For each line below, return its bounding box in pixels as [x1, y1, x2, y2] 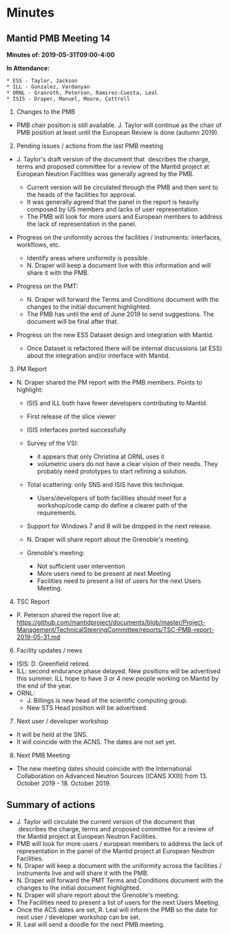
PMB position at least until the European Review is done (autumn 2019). [16, 128, 220, 136]
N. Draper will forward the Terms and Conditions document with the [26, 296, 220, 303]
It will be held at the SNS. [16, 731, 88, 738]
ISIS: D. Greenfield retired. [16, 659, 91, 668]
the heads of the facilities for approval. [26, 191, 137, 198]
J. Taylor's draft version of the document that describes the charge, [16, 155, 211, 163]
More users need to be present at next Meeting [36, 570, 171, 577]
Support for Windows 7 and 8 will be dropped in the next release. [26, 522, 212, 530]
